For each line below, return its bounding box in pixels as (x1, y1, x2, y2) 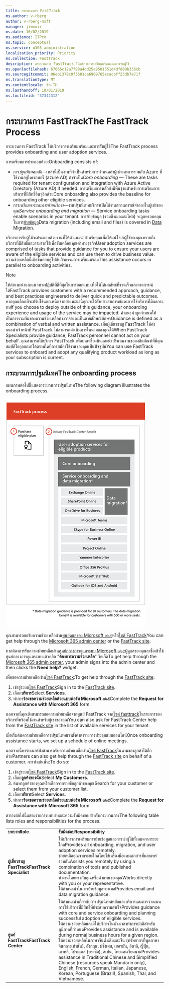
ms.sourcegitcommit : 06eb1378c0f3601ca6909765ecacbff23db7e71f (6, 72, 141, 77)
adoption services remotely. (58, 848, 116, 854)
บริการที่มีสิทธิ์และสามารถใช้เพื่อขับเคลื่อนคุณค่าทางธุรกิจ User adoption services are (6, 240, 152, 246)
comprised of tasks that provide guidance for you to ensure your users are (6, 246, 160, 252)
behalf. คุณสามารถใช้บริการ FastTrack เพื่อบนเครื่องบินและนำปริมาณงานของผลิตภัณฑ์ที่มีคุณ (6, 337, 163, 343)
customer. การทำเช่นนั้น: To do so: (6, 759, 70, 765)
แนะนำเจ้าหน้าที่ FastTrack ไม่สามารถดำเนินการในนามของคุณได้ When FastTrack (6, 326, 147, 332)
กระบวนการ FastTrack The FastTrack (6, 115, 149, 127)
